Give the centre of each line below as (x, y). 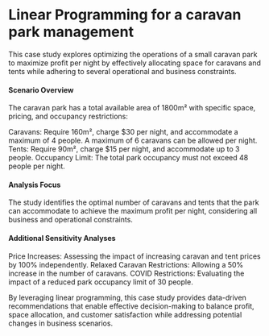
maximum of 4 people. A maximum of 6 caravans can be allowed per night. (133, 141)
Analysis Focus (35, 185)
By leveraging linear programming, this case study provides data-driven (128, 297)
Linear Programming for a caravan (125, 15)
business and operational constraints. (70, 220)
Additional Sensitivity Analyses (62, 238)
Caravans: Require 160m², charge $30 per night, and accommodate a (124, 132)
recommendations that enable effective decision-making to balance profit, (132, 306)
